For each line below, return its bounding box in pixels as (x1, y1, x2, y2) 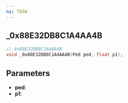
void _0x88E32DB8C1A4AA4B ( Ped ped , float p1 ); (6, 51, 123, 58)
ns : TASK (6, 8, 28, 15)
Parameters (6, 68, 50, 78)
